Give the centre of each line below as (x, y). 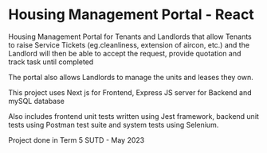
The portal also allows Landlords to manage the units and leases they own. (131, 77)
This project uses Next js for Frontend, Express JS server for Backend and (130, 92)
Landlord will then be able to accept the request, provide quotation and (125, 53)
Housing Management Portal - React (132, 15)
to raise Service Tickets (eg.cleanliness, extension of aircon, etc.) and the (129, 44)
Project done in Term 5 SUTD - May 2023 (77, 140)
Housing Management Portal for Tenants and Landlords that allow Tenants (130, 36)
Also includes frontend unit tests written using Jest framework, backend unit (133, 116)
